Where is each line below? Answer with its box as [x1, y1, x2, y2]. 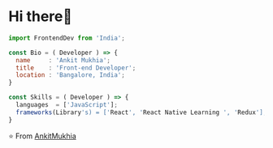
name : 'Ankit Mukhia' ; [15, 56, 111, 64]
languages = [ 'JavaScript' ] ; [15, 101, 118, 109]
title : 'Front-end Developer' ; [15, 64, 136, 72]
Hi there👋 [8, 7, 73, 26]
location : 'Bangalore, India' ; [15, 71, 126, 79]
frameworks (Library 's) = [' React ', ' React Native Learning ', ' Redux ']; [15, 108, 267, 116]
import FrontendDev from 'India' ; [8, 34, 126, 42]
